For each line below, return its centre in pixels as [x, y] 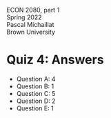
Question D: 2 [36, 101]
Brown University [31, 32]
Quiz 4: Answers [55, 60]
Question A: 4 [36, 79]
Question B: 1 [35, 86]
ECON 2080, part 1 [33, 10]
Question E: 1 [35, 108]
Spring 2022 [24, 17]
